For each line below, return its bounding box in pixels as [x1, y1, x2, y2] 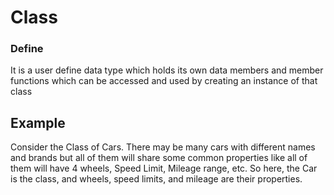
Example [10, 114, 66, 131]
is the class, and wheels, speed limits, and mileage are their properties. [10, 173, 303, 185]
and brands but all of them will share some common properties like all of [10, 152, 308, 164]
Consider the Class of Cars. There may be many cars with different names [10, 141, 316, 153]
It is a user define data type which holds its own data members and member [10, 64, 324, 76]
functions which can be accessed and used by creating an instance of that [10, 75, 318, 87]
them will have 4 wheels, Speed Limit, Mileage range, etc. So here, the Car [10, 162, 318, 175]
